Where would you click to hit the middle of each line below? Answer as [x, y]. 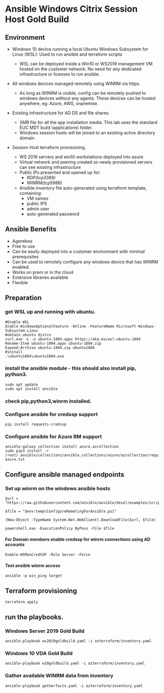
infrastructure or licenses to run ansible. [60, 74]
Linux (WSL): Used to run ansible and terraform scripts [67, 54]
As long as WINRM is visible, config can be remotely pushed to [83, 93]
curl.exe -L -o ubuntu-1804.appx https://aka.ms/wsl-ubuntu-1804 [73, 339]
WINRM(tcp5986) [44, 183]
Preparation [23, 298]
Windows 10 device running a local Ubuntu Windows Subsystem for [80, 49]
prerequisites [25, 256]
